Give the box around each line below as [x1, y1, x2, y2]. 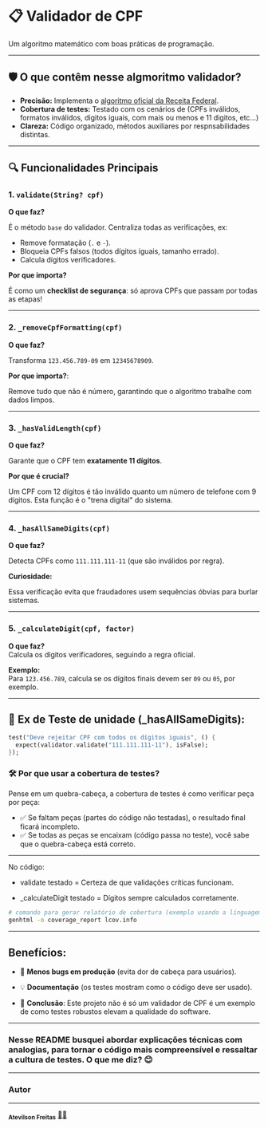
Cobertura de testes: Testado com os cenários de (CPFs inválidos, [19, 104, 241, 113]
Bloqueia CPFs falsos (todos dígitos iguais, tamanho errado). [19, 247, 219, 256]
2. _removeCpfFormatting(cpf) [8, 321, 123, 333]
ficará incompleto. [19, 822, 80, 831]
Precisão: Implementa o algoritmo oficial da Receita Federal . [19, 96, 219, 105]
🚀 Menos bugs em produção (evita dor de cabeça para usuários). [19, 967, 237, 976]
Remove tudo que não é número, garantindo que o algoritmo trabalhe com [8, 386, 252, 396]
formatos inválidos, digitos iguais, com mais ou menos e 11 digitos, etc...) [19, 112, 259, 122]
